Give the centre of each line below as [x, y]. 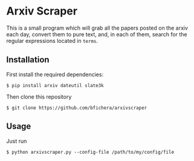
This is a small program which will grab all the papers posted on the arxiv [97, 28]
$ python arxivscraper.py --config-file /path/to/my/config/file [90, 152]
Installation [28, 60]
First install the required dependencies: [55, 74]
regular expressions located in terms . [52, 41]
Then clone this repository [39, 97]
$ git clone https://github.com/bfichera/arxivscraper [77, 108]
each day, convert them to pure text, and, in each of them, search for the [97, 34]
